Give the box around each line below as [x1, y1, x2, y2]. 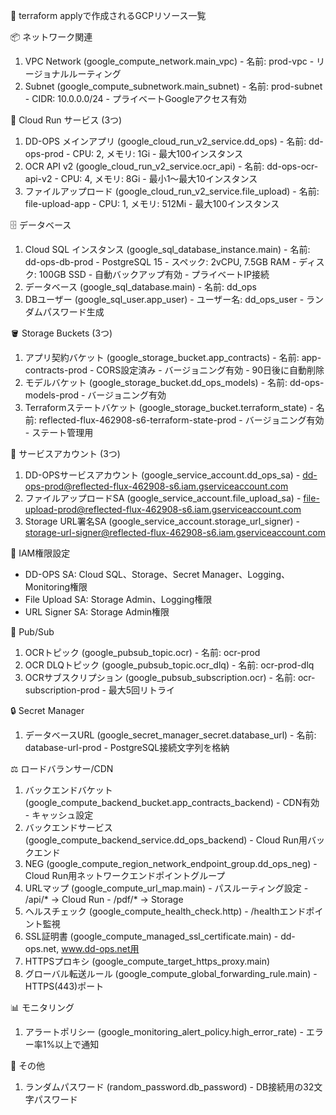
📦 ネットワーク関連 [10, 31, 93, 43]
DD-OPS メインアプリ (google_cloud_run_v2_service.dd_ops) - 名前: [24, 135, 307, 147]
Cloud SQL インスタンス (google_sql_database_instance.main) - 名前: [24, 244, 311, 255]
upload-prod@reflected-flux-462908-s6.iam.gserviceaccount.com [24, 504, 302, 515]
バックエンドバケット [24, 784, 113, 796]
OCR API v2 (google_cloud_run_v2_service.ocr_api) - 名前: [24, 160, 265, 172]
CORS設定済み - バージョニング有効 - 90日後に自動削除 [96, 364, 325, 376]
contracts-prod [24, 364, 88, 376]
